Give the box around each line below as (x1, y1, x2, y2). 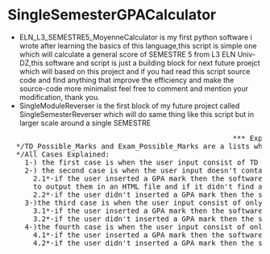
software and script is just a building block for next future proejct (44, 58, 260, 68)
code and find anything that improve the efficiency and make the (19, 75, 235, 85)
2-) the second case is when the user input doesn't (24, 165, 238, 175)
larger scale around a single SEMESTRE (19, 118, 152, 127)
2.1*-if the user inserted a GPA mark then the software (32, 173, 263, 183)
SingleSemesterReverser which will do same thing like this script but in (19, 109, 255, 119)
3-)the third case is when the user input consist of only (24, 198, 263, 207)
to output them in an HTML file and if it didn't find (32, 181, 255, 191)
